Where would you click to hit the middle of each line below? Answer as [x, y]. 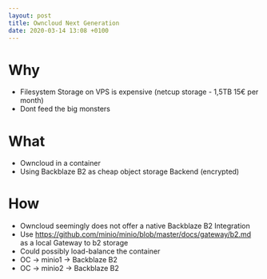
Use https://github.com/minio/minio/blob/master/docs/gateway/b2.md [135, 234]
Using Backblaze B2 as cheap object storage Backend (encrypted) [130, 171]
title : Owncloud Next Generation [64, 23]
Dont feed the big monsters [65, 109]
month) [32, 100]
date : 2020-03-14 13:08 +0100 [59, 30]
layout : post [30, 16]
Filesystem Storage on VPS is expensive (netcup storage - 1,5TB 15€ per [139, 92]
